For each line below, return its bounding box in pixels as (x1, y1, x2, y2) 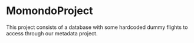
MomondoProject (6, 4, 93, 18)
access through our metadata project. (6, 29, 98, 37)
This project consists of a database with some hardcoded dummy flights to (6, 24, 188, 31)
